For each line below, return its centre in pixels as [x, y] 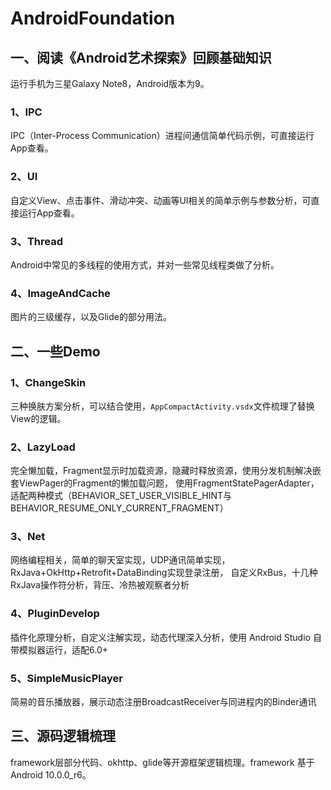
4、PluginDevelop [55, 614]
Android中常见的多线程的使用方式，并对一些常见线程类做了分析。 [145, 264]
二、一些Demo [55, 351]
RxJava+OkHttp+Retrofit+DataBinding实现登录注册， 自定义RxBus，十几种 [164, 573]
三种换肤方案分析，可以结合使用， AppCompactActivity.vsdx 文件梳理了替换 [162, 406]
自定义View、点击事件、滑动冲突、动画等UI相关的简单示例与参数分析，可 [161, 200]
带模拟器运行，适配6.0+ [59, 649]
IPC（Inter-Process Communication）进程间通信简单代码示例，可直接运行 [162, 136]
